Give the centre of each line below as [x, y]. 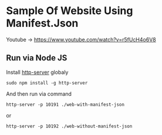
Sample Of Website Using [70, 11]
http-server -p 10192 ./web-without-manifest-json [69, 126]
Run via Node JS [37, 58]
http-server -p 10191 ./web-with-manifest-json [65, 104]
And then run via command [39, 94]
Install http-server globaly [37, 72]
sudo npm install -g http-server [47, 83]
